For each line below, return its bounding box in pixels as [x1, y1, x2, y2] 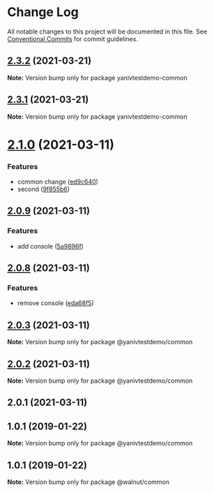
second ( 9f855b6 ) [17, 185, 70, 193]
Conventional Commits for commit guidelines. [7, 34, 138, 43]
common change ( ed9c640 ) [17, 177, 99, 186]
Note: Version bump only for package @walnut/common [7, 478, 169, 486]
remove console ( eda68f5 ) [17, 299, 94, 307]
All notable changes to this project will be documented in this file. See [7, 27, 208, 36]
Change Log [7, 4, 79, 20]
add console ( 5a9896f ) [17, 242, 84, 250]
